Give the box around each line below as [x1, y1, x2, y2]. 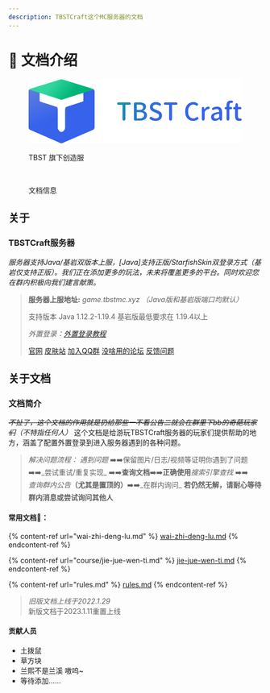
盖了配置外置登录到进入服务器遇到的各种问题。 [29, 438, 185, 447]
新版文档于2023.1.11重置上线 [27, 606, 121, 616]
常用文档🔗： [8, 512, 49, 522]
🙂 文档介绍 [8, 51, 78, 69]
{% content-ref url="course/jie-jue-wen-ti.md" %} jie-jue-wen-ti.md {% [8, 555, 247, 565]
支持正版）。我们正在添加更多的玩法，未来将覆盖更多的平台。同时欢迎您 [22, 267, 260, 277]
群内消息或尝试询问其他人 [27, 492, 114, 503]
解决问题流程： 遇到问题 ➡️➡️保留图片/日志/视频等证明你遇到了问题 [27, 455, 248, 465]
